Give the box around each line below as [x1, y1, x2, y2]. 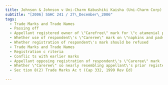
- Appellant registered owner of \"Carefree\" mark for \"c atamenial [9, 30, 160, 35]
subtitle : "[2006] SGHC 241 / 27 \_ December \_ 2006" [5, 12, 113, 17]
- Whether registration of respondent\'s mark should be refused [9, 40, 149, 45]
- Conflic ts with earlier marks [9, 53, 79, 59]
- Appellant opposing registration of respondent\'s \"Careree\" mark [9, 58, 160, 63]
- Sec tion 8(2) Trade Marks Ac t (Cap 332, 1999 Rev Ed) [9, 68, 133, 73]
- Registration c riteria [9, 49, 64, 54]
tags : [5, 16, 16, 21]
